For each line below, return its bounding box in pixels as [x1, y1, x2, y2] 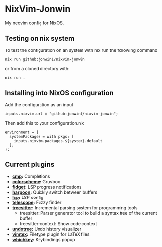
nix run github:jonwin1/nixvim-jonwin [5, 57, 85, 62]
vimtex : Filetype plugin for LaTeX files [12, 231, 90, 237]
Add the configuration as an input [5, 101, 73, 107]
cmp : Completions [12, 173, 50, 179]
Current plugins [5, 160, 55, 169]
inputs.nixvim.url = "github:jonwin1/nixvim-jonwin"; [5, 111, 119, 116]
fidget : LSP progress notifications [12, 184, 81, 190]
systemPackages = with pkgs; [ [9, 134, 74, 139]
